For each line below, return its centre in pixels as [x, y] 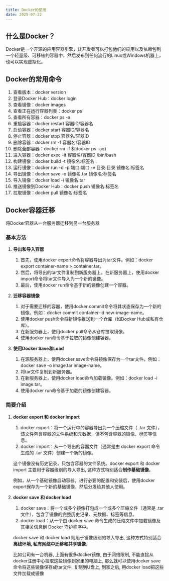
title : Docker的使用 [26, 10]
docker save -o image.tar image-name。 [62, 365]
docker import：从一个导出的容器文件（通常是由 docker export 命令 [90, 446]
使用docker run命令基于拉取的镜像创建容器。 [67, 338]
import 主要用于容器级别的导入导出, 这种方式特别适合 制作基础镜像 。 [83, 469]
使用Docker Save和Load [38, 349]
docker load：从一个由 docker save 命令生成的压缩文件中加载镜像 [89, 520]
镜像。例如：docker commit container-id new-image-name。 [83, 313]
